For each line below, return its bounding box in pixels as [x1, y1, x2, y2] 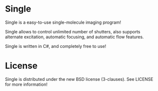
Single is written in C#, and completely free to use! [5, 43, 106, 49]
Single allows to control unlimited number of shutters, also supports [5, 29, 140, 34]
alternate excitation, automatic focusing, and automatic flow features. [5, 34, 144, 40]
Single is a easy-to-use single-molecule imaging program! [5, 19, 122, 25]
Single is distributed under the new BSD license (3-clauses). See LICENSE [5, 76, 154, 82]
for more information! [5, 81, 48, 87]
